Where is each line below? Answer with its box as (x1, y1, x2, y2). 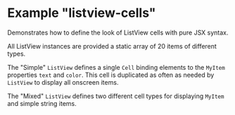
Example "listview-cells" (7, 5, 156, 21)
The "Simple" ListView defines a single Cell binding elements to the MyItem (7, 63, 225, 71)
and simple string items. (7, 99, 77, 107)
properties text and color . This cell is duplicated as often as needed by (7, 71, 215, 79)
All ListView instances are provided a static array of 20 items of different (7, 42, 217, 50)
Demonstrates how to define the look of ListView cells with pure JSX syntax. (7, 28, 229, 37)
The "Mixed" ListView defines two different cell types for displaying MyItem (7, 92, 224, 100)
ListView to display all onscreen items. (7, 78, 119, 86)
